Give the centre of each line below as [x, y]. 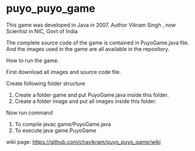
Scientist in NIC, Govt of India [42, 31]
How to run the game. [32, 60]
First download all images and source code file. [64, 72]
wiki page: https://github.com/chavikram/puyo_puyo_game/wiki [84, 142]
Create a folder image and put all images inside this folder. [85, 101]
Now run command [30, 113]
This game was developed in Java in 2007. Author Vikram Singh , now [91, 25]
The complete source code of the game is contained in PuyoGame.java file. [97, 43]
